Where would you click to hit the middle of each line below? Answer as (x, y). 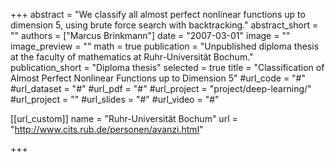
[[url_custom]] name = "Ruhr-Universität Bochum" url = (124, 118)
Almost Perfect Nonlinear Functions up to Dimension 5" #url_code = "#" (158, 78)
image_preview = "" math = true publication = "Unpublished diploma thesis (165, 46)
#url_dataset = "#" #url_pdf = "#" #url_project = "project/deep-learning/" (161, 88)
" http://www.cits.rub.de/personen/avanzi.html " (107, 129)
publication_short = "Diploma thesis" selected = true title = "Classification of (167, 67)
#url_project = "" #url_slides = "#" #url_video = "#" (115, 99)
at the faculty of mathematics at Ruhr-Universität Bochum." (132, 57)
